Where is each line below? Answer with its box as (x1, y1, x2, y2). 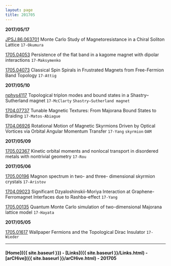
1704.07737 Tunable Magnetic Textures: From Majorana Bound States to (5, 107, 157, 113)
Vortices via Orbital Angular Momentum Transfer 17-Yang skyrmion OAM (5, 128, 152, 134)
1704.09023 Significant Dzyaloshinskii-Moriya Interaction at (5, 188, 131, 195)
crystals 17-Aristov (5, 178, 46, 184)
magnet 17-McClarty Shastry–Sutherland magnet (29, 98, 130, 104)
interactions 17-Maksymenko (5, 57, 61, 63)
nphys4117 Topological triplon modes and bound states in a (5, 92, 130, 98)
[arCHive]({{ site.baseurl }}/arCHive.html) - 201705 (5, 255, 117, 261)
